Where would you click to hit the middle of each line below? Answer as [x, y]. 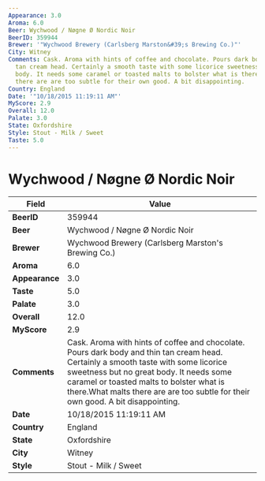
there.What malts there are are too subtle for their [159, 392]
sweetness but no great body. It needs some [149, 372]
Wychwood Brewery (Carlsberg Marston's [145, 243]
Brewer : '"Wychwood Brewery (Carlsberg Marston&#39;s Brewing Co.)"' [125, 45]
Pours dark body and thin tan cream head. [145, 352]
